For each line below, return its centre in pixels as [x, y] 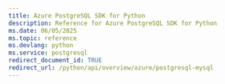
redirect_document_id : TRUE [55, 61]
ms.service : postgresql [48, 53]
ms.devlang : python [41, 46]
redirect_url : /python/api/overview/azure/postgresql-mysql [111, 68]
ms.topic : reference [43, 38]
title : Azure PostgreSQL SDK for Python [77, 16]
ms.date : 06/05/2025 [43, 30]
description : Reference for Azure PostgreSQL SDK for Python [113, 23]
